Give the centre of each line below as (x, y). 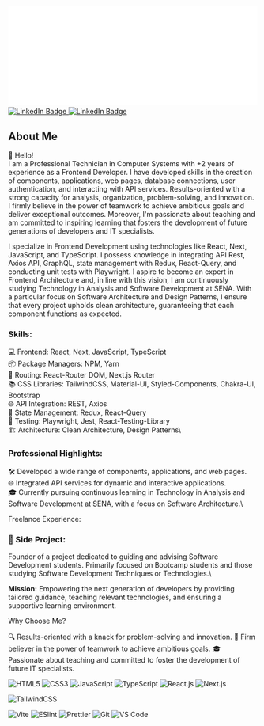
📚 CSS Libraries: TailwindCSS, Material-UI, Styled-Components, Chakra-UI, (132, 384)
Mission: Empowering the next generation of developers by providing (121, 589)
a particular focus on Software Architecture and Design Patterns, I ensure (128, 297)
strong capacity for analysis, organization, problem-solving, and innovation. (131, 198)
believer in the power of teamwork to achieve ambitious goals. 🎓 (115, 649)
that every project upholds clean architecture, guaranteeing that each (121, 306)
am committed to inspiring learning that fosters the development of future (128, 222)
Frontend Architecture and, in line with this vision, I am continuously (119, 280)
